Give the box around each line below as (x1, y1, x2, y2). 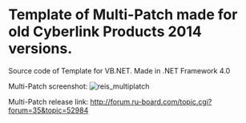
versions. (8, 40, 73, 58)
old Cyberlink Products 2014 (8, 22, 202, 41)
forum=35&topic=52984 (8, 105, 89, 115)
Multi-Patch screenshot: (8, 81, 88, 91)
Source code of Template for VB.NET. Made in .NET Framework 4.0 (8, 65, 231, 75)
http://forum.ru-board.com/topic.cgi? (90, 97, 212, 106)
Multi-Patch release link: (8, 97, 89, 106)
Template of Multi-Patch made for (8, 6, 238, 24)
